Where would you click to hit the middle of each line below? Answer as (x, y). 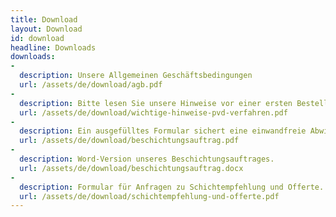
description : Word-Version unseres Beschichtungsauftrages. (147, 159)
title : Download (44, 19)
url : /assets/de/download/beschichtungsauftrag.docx (131, 168)
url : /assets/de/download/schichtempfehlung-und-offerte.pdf (149, 196)
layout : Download (46, 29)
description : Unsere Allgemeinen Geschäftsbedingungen (136, 76)
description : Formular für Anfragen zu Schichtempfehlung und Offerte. (172, 187)
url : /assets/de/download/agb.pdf (91, 85)
